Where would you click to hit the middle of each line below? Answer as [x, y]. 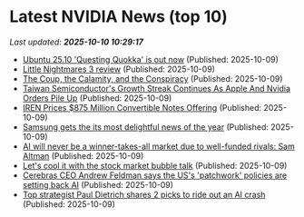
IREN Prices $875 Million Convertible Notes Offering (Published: [142, 107]
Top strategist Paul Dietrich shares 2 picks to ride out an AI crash [144, 194]
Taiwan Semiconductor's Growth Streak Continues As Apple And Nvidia [157, 88]
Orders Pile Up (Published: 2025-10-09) [97, 98]
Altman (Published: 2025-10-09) [83, 155]
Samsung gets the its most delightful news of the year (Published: [146, 127]
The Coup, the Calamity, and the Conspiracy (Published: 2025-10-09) [152, 78]
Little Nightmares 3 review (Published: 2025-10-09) [119, 69]
